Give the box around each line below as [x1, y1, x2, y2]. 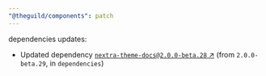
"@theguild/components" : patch [8, 11, 114, 20]
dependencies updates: [8, 34, 87, 44]
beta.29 [19, 60, 46, 68]
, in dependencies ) [45, 58, 104, 68]
